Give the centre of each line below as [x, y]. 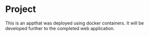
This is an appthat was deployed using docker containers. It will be [74, 23]
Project [21, 9]
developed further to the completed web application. [60, 28]
